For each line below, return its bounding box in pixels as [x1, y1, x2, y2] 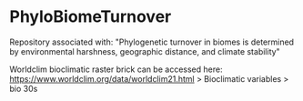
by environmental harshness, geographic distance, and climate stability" [9, 45, 280, 56]
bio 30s [9, 83, 38, 94]
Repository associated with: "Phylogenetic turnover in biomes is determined [9, 36, 294, 47]
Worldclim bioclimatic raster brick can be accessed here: [9, 64, 223, 75]
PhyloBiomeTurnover [9, 6, 172, 27]
